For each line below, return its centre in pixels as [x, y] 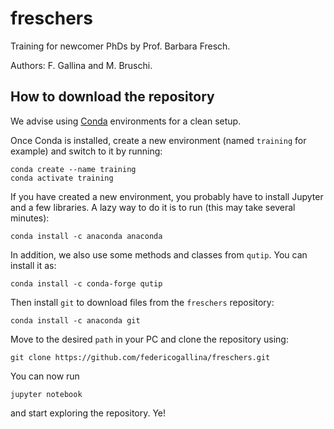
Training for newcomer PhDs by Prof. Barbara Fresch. [120, 46]
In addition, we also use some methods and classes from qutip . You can [159, 254]
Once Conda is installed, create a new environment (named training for [158, 140]
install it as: [33, 265]
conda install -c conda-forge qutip [86, 283]
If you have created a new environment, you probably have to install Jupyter [167, 196]
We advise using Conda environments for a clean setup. [126, 121]
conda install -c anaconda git [75, 320]
